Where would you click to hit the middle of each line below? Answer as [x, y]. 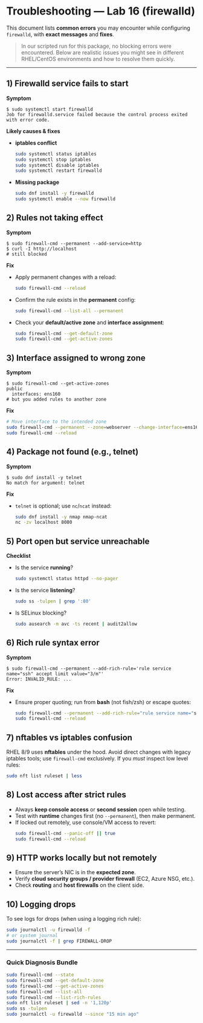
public [14, 389]
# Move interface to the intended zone [56, 422]
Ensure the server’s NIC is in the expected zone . [75, 872]
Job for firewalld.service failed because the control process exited [97, 114]
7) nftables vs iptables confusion [69, 737]
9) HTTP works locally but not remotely [82, 858]
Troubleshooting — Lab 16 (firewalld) [101, 11]
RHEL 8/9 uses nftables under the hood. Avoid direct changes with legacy [99, 752]
